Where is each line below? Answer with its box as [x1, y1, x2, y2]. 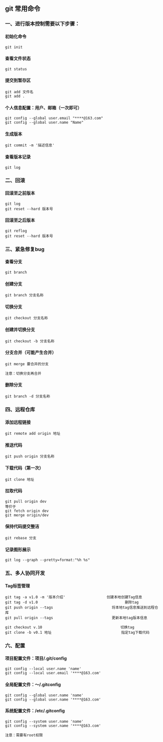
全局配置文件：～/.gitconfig [5, 682, 61, 687]
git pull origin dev [5, 499, 47, 504]
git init [5, 44, 23, 50]
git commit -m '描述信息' [5, 143, 55, 148]
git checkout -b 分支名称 [5, 338, 55, 344]
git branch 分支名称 [5, 293, 44, 298]
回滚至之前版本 [5, 190, 35, 196]
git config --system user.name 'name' [5, 719, 84, 724]
